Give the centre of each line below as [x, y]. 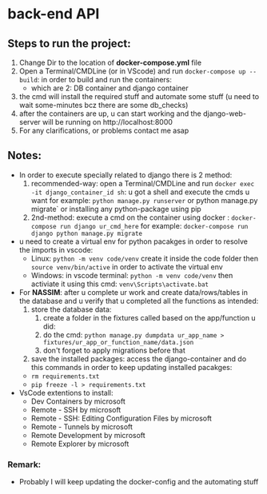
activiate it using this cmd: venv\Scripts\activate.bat [120, 284]
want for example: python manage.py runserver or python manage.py [144, 200]
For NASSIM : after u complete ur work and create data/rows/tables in [133, 292]
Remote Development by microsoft [88, 435]
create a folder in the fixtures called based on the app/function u [149, 317]
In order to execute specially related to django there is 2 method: [126, 175]
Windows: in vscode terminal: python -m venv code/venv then [132, 275]
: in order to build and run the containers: [105, 80]
